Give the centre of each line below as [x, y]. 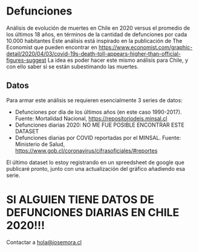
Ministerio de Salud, [40, 144]
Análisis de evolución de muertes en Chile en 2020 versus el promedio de [98, 28]
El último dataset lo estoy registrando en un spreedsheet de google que [95, 162]
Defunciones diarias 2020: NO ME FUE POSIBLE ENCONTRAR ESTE [99, 125]
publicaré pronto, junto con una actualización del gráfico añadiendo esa [96, 168]
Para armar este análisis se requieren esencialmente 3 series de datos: [94, 100]
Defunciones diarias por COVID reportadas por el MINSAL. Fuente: [98, 138]
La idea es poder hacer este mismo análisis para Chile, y [118, 60]
